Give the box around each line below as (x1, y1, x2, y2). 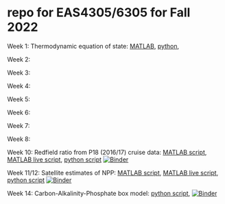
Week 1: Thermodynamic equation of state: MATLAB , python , (7, 42, 180, 50)
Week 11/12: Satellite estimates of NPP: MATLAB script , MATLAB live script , (7, 168, 219, 177)
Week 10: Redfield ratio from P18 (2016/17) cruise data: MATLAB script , (7, 148, 207, 156)
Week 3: (7, 68, 31, 77)
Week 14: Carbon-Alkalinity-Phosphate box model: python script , (7, 189, 191, 197)
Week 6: (7, 108, 31, 116)
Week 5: (7, 94, 31, 103)
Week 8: (7, 135, 31, 143)
